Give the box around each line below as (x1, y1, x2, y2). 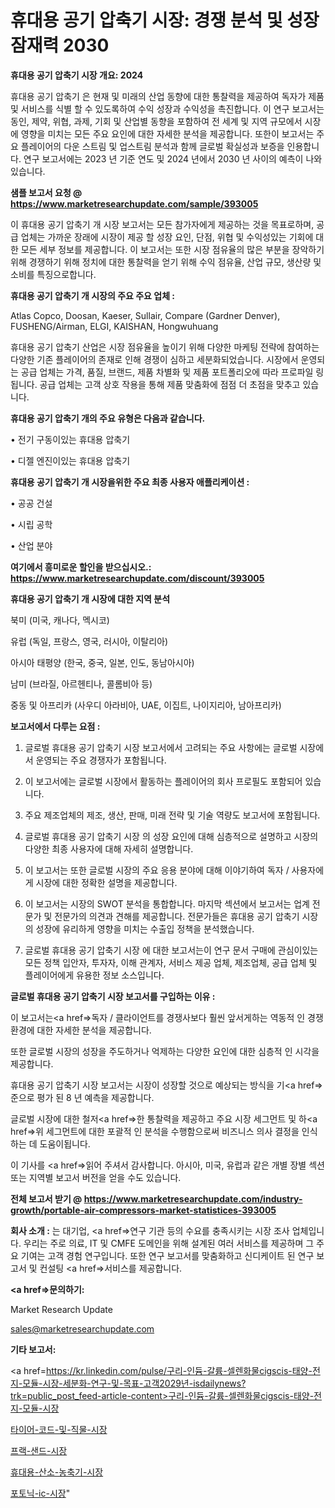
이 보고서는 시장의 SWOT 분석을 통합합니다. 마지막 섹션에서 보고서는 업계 (24, 897, 310, 910)
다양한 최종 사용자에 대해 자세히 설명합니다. (24, 842, 194, 855)
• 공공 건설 (10, 497, 53, 509)
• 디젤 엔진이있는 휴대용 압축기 (10, 454, 131, 466)
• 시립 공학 (10, 518, 53, 530)
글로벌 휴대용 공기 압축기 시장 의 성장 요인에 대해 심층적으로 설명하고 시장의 (24, 830, 319, 842)
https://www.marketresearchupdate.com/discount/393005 (10, 572, 265, 584)
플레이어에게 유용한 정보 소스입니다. (24, 969, 165, 981)
